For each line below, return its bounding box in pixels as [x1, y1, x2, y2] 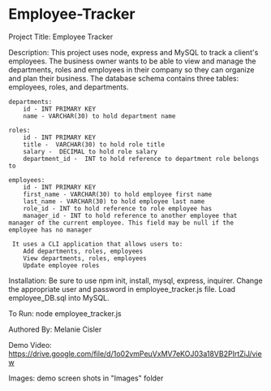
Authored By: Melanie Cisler [8, 324, 102, 334]
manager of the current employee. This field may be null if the [8, 219, 234, 227]
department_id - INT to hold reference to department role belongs [23, 154, 260, 163]
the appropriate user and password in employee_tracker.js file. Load [8, 284, 236, 293]
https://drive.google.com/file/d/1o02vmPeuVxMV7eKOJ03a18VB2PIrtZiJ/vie [8, 349, 262, 358]
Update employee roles [23, 261, 100, 269]
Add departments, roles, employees [23, 247, 144, 255]
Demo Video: [8, 340, 53, 350]
